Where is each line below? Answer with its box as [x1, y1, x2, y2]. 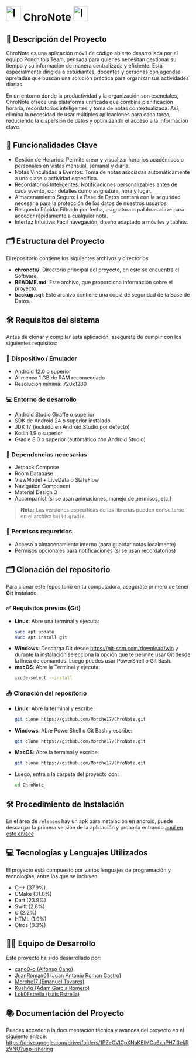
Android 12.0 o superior [14, 368, 71, 375]
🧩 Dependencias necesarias [6, 450, 88, 458]
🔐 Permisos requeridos [6, 528, 73, 536]
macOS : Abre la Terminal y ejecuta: [14, 664, 101, 671]
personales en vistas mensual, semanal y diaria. [14, 162, 130, 169]
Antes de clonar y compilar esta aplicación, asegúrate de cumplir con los [6, 334, 182, 341]
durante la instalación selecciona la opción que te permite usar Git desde [14, 651, 191, 658]
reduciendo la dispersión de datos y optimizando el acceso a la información [6, 117, 188, 124]
